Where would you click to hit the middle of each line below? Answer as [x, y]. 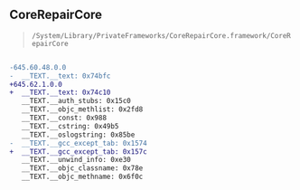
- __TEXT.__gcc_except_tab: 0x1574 [78, 143]
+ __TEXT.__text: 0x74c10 [60, 93]
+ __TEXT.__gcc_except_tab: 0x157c [78, 152]
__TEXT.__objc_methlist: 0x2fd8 [82, 109]
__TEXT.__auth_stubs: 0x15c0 [76, 101]
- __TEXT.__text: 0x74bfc [60, 76]
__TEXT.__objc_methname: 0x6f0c [82, 177]
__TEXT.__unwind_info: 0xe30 [76, 160]
